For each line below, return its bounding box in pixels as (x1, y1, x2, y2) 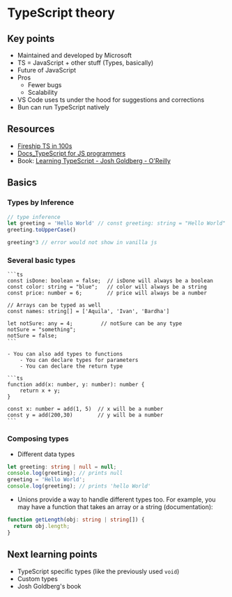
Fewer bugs (27, 81, 62, 89)
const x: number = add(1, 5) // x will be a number (7, 406, 164, 413)
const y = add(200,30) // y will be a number (7, 411, 164, 419)
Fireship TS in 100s (17, 142, 72, 150)
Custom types (17, 574, 58, 583)
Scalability (27, 89, 58, 96)
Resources (7, 123, 55, 135)
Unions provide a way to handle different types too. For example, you (17, 495, 216, 504)
